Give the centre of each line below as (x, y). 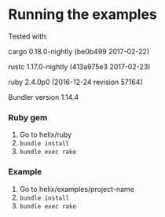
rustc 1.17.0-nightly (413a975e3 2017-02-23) (79, 66)
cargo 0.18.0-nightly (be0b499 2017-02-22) (79, 51)
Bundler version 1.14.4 (44, 97)
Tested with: (28, 36)
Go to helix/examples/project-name (77, 189)
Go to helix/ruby (46, 134)
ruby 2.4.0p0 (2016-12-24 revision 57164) (75, 82)
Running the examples (82, 15)
